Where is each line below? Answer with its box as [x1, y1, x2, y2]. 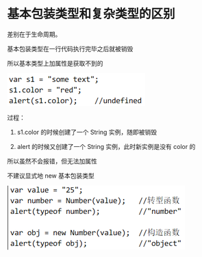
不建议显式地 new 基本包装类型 [7, 172, 94, 180]
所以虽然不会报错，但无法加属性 [7, 157, 97, 165]
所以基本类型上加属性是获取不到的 [7, 59, 103, 67]
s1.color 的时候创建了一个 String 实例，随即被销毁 [16, 128, 157, 136]
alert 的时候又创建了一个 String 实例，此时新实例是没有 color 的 [16, 142, 196, 150]
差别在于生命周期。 [7, 30, 62, 38]
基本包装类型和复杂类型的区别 [7, 6, 176, 22]
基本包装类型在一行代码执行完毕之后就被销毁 [7, 44, 134, 53]
